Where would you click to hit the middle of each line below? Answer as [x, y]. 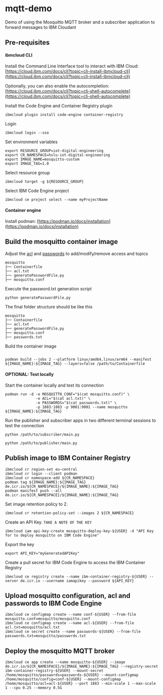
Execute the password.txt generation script [48, 288]
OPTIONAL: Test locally [29, 374]
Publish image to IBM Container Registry [68, 458]
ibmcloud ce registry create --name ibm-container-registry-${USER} [76, 576]
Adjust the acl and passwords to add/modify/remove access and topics [77, 253]
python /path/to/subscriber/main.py [42, 434]
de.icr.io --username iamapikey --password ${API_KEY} [77, 581]
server [12, 581]
